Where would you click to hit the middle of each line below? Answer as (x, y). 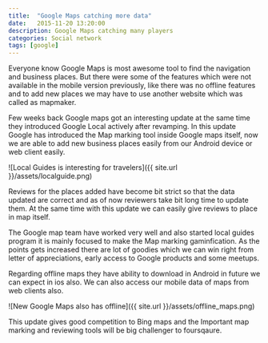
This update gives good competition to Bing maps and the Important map (129, 322)
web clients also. (36, 291)
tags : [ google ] (34, 46)
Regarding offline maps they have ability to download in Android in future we (134, 274)
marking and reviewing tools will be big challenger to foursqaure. (115, 330)
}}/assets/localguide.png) (50, 176)
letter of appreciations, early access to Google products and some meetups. (134, 258)
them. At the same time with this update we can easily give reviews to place (133, 208)
